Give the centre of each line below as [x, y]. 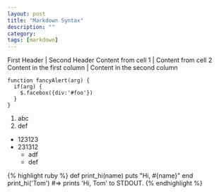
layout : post [26, 14]
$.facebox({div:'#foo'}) [57, 93]
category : [22, 34]
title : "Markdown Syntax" [45, 20]
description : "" [31, 27]
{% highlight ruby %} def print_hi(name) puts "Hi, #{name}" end [100, 176]
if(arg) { [28, 87]
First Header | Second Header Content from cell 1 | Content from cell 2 [110, 60]
